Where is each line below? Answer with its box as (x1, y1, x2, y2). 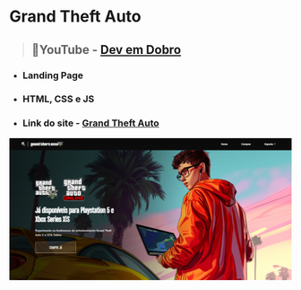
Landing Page (21, 69, 83, 82)
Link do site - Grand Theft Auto (21, 117, 159, 129)
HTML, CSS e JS (21, 92, 95, 105)
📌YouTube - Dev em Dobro (30, 42, 182, 57)
